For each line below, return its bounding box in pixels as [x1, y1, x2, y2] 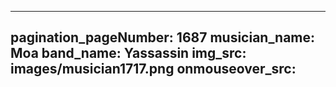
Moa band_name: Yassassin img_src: [10, 45, 247, 62]
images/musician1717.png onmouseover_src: [10, 61, 297, 78]
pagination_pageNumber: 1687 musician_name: [10, 29, 316, 46]
